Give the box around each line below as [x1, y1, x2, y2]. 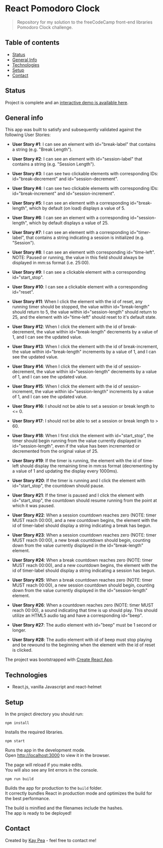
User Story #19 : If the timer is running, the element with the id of [12, 458, 143, 464]
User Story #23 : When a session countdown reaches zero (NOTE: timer [12, 532, 157, 538]
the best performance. [5, 796, 50, 801]
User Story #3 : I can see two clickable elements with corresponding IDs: [12, 171, 159, 177]
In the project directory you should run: [5, 711, 84, 717]
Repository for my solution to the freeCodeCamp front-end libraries [17, 19, 153, 25]
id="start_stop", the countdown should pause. [12, 483, 105, 489]
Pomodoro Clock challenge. [17, 24, 73, 30]
